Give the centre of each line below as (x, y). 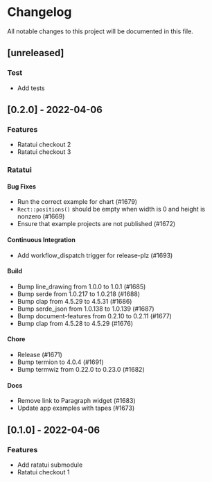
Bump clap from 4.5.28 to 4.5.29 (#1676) (75, 323)
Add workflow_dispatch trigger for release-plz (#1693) (95, 255)
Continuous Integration (42, 240)
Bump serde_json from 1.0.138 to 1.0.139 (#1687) (86, 309)
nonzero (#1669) (41, 216)
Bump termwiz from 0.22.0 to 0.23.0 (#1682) (81, 370)
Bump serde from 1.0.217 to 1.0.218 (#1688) (79, 294)
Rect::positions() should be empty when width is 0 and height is (111, 209)
